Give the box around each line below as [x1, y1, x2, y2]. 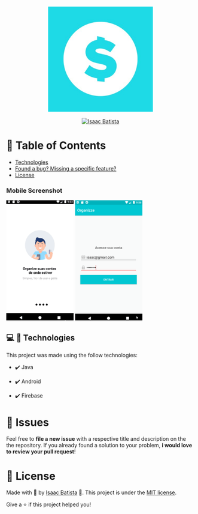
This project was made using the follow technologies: [6, 352, 138, 359]
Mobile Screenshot [6, 186, 63, 195]
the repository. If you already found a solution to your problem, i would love [6, 442, 193, 449]
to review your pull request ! [6, 448, 76, 455]
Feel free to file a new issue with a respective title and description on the [6, 435, 187, 443]
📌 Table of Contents [6, 139, 106, 153]
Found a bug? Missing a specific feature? [14, 165, 117, 172]
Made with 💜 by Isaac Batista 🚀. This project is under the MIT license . [6, 489, 177, 496]
